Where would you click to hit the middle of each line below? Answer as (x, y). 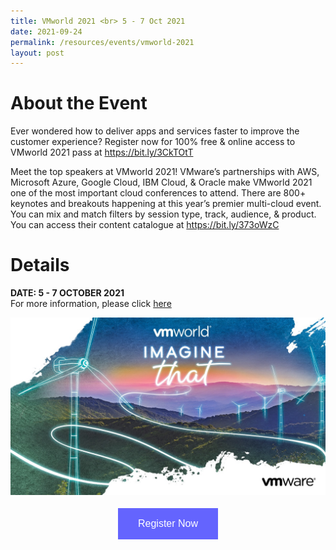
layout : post (37, 53)
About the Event (79, 103)
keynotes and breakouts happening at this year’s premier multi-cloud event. (166, 204)
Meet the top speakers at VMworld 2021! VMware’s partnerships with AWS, (165, 172)
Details (40, 265)
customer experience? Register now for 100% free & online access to (153, 142)
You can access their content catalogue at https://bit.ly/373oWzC (145, 225)
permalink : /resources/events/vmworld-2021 (102, 42)
